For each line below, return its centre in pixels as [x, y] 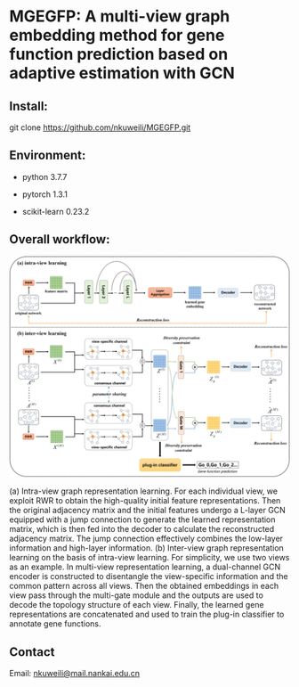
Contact [32, 652]
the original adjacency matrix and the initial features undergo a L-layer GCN [148, 511]
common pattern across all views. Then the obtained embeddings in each [144, 586]
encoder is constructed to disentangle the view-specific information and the [149, 577]
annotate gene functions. [55, 624]
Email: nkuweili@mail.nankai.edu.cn [75, 674]
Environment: [48, 155]
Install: [29, 106]
